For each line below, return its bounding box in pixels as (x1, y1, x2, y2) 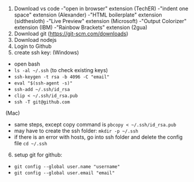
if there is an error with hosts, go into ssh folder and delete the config (14, 134, 183, 141)
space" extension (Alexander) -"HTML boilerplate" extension (14, 11, 163, 18)
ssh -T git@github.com (14, 99, 70, 105)
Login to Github (14, 43, 52, 50)
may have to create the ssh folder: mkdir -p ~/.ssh (14, 127, 139, 134)
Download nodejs (14, 37, 57, 43)
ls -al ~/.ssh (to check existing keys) (14, 67, 108, 73)
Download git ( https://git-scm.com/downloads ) (14, 30, 129, 37)
